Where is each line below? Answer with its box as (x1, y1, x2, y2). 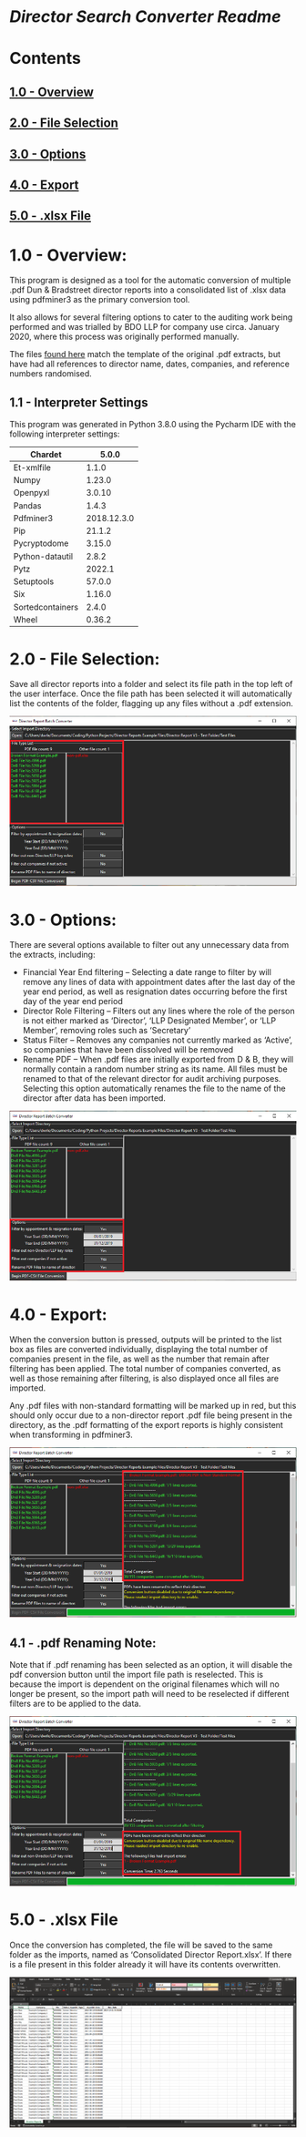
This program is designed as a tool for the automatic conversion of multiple (9, 275, 291, 286)
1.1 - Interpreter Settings (9, 395, 148, 410)
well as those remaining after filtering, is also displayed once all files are (9, 1373, 280, 1384)
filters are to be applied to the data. (9, 1698, 141, 1710)
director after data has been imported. (22, 1093, 167, 1104)
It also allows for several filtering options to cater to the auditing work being (9, 312, 293, 323)
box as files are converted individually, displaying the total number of (9, 1344, 269, 1355)
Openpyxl (13, 488, 50, 498)
